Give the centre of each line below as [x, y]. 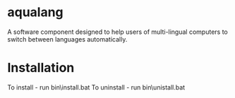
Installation [41, 68]
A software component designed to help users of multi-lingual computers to [117, 32]
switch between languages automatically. [67, 39]
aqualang [35, 12]
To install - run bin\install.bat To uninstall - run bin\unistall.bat [96, 87]
